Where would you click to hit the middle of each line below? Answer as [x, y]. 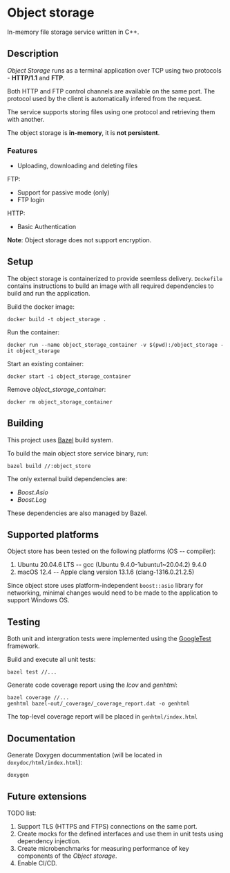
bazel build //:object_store [49, 466]
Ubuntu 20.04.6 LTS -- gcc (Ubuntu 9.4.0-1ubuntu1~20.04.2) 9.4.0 [112, 565]
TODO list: [22, 813]
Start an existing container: [46, 363]
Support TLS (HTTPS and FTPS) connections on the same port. [107, 826]
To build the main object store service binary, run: [78, 453]
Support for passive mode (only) [63, 192]
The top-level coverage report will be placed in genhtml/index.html [103, 717]
